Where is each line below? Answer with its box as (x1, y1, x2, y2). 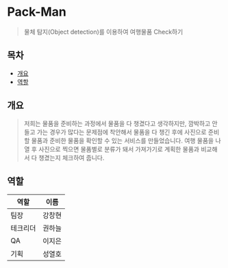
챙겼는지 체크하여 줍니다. (38, 154, 105, 162)
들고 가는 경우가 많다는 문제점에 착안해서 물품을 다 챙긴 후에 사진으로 (23, 127, 207, 136)
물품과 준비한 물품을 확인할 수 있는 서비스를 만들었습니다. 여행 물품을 (31, 136, 214, 145)
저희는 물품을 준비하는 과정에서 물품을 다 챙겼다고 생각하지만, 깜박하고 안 (23, 119, 218, 127)
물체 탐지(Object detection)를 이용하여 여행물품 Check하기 (23, 27, 183, 36)
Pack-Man (7, 4, 67, 20)
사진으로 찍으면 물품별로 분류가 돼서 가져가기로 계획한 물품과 (38, 145, 200, 153)
